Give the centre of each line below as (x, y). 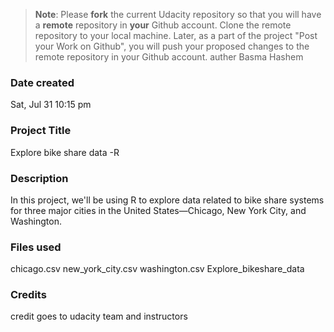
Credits (28, 295)
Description (39, 178)
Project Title (41, 131)
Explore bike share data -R (65, 152)
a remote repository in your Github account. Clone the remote (163, 25)
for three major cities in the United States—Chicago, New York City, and (158, 210)
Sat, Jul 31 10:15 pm (51, 105)
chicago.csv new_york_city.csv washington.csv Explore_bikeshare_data (157, 269)
